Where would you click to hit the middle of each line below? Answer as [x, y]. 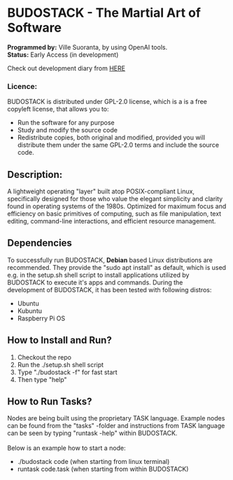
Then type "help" [42, 379]
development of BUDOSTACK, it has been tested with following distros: [110, 289]
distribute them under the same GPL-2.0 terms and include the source [118, 145]
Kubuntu [29, 310]
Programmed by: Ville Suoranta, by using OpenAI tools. [87, 47]
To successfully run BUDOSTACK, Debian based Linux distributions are [110, 260]
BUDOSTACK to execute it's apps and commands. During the [95, 282]
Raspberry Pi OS [41, 318]
